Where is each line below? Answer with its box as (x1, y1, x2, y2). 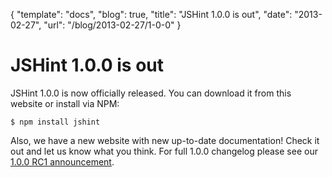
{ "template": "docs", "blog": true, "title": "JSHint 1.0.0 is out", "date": (10, 9, 293, 20)
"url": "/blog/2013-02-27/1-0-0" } (43, 19, 182, 31)
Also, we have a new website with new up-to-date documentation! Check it (10, 134, 320, 146)
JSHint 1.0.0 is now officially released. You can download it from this (10, 87, 292, 99)
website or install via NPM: (10, 97, 120, 109)
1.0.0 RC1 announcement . (10, 155, 115, 168)
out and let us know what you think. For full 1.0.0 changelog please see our (10, 145, 318, 157)
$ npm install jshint (10, 117, 101, 127)
